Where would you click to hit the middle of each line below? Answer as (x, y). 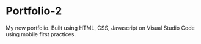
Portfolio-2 (34, 11)
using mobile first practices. (41, 34)
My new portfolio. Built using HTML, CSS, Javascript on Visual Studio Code (100, 28)
